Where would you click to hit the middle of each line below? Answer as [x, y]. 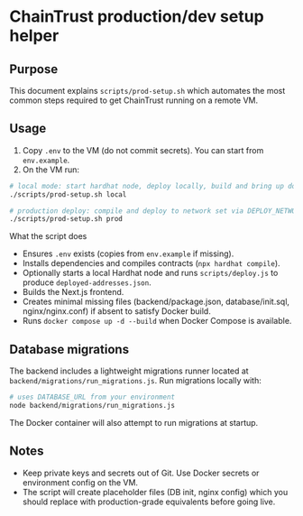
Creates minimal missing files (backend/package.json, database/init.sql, [156, 302]
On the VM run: [50, 170]
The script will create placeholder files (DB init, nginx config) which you [155, 492]
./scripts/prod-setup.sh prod [66, 219]
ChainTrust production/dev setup [137, 17]
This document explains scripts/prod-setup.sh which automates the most [147, 91]
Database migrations [69, 349]
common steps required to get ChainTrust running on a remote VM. [134, 100]
